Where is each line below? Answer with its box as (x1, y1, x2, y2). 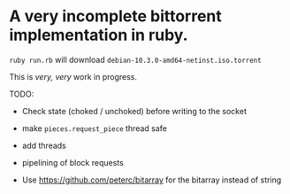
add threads (21, 140, 66, 151)
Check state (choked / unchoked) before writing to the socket (21, 105, 248, 116)
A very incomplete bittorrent (9, 6, 223, 27)
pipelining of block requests (21, 157, 124, 167)
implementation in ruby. (9, 25, 188, 45)
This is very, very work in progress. (9, 71, 138, 81)
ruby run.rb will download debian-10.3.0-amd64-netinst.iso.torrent (9, 54, 263, 65)
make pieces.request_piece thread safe (21, 122, 168, 134)
